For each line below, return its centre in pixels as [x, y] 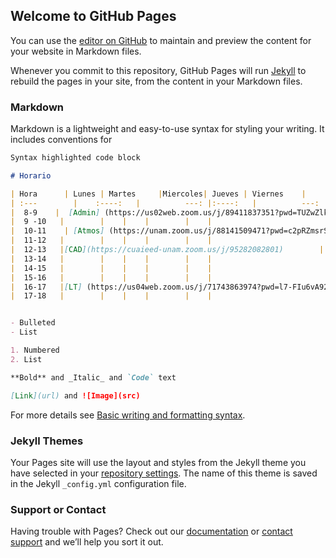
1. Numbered [35, 350]
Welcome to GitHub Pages [93, 16]
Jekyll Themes [47, 441]
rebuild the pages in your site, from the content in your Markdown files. [156, 81]
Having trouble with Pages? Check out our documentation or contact [151, 531]
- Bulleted [33, 323]
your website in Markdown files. [76, 51]
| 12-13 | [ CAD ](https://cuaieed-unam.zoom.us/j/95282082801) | [167, 250]
